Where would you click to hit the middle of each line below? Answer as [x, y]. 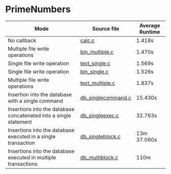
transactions [23, 164]
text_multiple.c [98, 83]
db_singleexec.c [99, 115]
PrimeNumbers [38, 9]
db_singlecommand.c [106, 98]
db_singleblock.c [100, 136]
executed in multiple [32, 157]
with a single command [36, 101]
